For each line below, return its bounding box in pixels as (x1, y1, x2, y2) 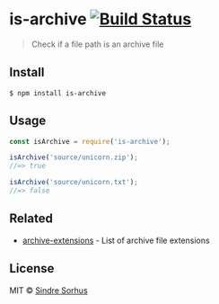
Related (9, 211, 54, 227)
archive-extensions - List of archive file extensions (22, 235, 210, 246)
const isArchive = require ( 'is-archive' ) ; (9, 137, 171, 146)
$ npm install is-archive (9, 88, 106, 98)
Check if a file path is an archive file (31, 39, 164, 49)
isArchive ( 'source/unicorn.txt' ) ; (9, 178, 139, 187)
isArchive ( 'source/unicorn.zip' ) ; (9, 153, 139, 162)
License (9, 261, 55, 276)
